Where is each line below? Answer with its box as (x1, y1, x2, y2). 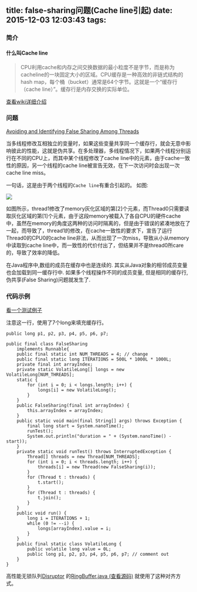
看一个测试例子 (6, 307, 42, 314)
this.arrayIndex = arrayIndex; (27, 408, 104, 414)
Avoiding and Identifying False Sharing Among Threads (6, 128, 140, 135)
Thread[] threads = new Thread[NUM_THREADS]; (27, 454, 141, 460)
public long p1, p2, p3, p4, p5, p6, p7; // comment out (27, 552, 169, 557)
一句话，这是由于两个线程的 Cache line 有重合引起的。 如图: (6, 181, 148, 189)
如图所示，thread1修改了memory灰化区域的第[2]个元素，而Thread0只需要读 (6, 205, 189, 212)
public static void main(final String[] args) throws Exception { (16, 418, 182, 424)
